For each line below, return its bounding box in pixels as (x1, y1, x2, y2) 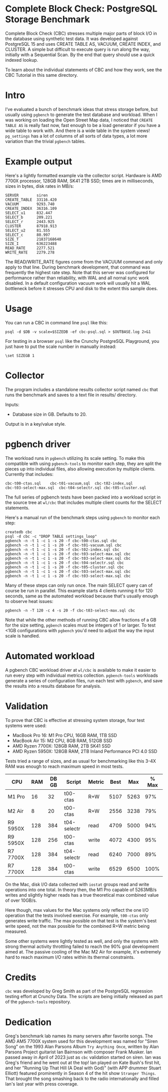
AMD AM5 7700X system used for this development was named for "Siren (5, 1038, 158, 1044)
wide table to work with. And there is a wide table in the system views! (5, 128, 150, 134)
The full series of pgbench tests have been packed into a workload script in (5, 494, 161, 500)
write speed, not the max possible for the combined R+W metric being (5, 923, 150, 929)
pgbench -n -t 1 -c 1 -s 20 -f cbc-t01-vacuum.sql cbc (5, 543, 122, 548)
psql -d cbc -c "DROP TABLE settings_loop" (5, 534, 97, 539)
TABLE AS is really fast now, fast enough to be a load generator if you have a (5, 122, 161, 128)
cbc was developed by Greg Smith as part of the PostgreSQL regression (5, 988, 153, 994)
